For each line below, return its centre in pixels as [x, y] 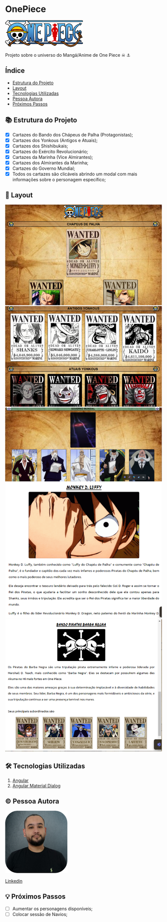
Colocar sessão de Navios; [40, 914]
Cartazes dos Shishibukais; [40, 146]
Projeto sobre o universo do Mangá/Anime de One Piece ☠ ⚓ [68, 55]
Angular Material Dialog [36, 786]
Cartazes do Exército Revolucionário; [50, 151]
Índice [15, 71]
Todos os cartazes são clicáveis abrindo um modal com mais [75, 174]
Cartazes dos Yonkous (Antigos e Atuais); [55, 140]
